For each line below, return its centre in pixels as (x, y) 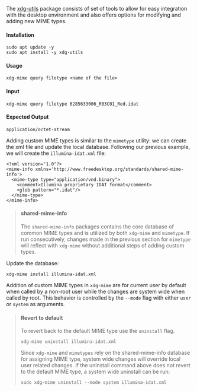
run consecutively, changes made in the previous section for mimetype (106, 239)
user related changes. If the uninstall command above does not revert (105, 365)
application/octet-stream (38, 129)
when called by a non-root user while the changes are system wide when (96, 292)
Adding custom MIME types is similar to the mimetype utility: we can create (96, 140)
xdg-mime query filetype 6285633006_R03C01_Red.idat (72, 104)
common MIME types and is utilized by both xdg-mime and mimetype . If (105, 233)
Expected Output (28, 117)
